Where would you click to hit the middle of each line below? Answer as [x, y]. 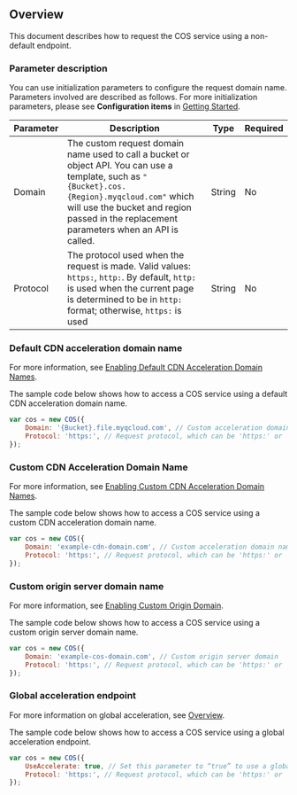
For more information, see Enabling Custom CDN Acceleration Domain [137, 487]
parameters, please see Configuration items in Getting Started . [125, 106]
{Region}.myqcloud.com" [117, 197]
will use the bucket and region [129, 207]
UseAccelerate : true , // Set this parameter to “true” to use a [146, 766]
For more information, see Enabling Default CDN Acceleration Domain [136, 368]
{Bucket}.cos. [96, 187]
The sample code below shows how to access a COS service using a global [147, 732]
